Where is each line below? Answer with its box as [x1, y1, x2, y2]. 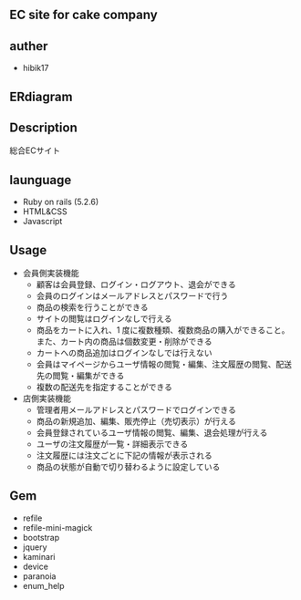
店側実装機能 [22, 393, 71, 404]
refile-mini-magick [22, 522, 93, 533]
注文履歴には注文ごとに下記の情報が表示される [36, 450, 213, 461]
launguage [9, 172, 72, 188]
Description [9, 119, 78, 135]
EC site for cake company [9, 7, 158, 23]
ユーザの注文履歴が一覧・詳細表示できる [36, 439, 189, 450]
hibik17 [22, 63, 49, 74]
